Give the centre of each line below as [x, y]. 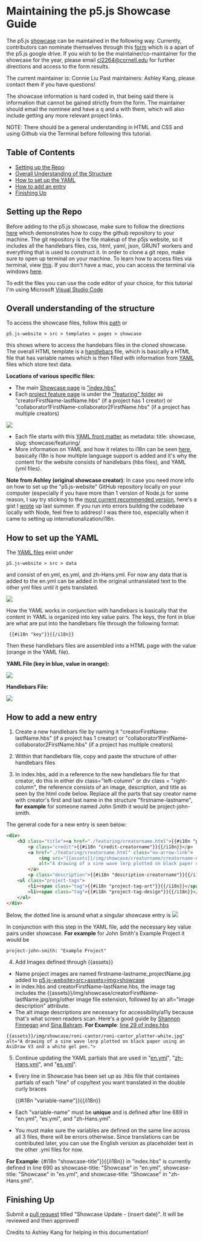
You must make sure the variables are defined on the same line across [102, 1130]
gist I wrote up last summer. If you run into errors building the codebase [95, 506]
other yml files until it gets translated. [52, 588]
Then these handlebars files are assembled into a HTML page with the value [101, 646]
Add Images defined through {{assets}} [64, 962]
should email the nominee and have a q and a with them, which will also [95, 109]
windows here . [25, 271]
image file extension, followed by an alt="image [135, 999]
